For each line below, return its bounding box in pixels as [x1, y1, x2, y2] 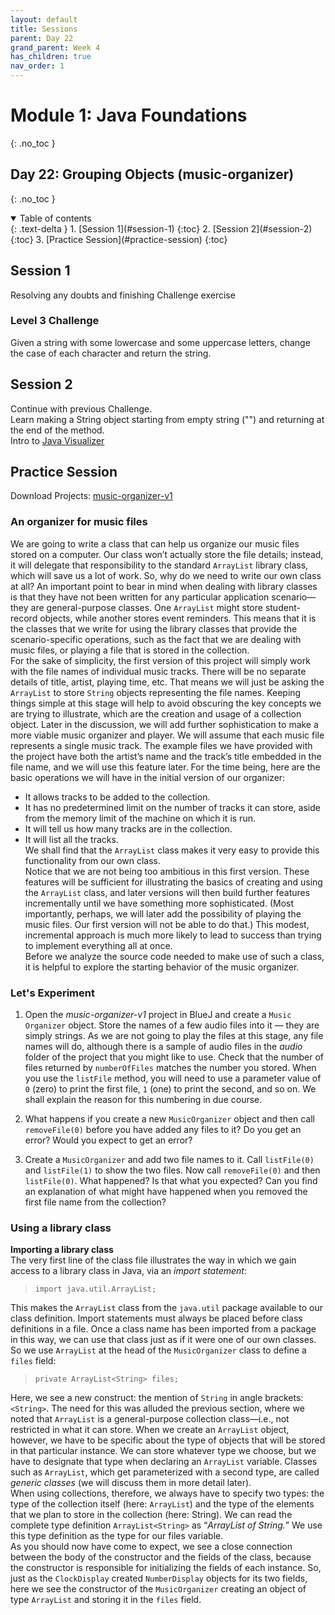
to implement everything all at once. [24, 939, 173, 951]
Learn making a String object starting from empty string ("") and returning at [10, 413, 325, 425]
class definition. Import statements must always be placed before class [10, 1312, 303, 1325]
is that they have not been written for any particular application [10, 591, 270, 603]
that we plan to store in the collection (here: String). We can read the [10, 1509, 293, 1521]
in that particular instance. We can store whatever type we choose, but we [10, 1445, 317, 1457]
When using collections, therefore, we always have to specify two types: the [10, 1487, 325, 1500]
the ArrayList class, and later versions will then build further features [24, 886, 311, 898]
